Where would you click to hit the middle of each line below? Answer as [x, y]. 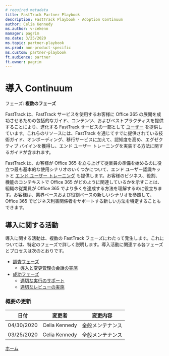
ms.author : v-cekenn [27, 29]
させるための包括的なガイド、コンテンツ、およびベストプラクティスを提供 [87, 121]
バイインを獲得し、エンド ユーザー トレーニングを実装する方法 [85, 146]
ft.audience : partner [28, 57]
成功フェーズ [26, 274]
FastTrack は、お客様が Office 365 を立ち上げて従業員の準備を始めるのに [81, 163]
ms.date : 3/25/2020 [26, 39]
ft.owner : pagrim [23, 62]
